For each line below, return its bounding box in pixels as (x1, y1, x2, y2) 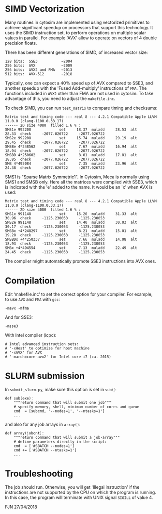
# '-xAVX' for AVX (5, 350, 42, 355)
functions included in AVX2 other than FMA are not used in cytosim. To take (5, 90, 154, 96)
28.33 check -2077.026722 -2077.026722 (5, 131, 105, 136)
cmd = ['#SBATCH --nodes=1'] (14, 443, 75, 448)
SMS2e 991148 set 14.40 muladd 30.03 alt (5, 220, 137, 225)
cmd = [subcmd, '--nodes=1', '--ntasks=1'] (14, 409, 105, 414)
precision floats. (5, 40, 37, 46)
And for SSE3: (5, 314, 33, 320)
